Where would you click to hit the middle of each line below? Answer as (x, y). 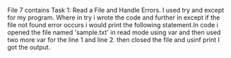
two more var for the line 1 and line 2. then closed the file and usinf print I (114, 40)
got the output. (29, 47)
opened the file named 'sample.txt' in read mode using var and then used (114, 32)
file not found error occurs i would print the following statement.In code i (113, 25)
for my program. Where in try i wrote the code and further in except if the (114, 17)
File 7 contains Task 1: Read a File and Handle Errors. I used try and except (116, 10)
